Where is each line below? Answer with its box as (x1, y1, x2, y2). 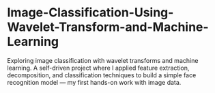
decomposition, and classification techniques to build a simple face (7, 70, 197, 79)
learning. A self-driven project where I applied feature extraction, (7, 64, 190, 72)
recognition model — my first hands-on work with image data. (7, 78, 182, 86)
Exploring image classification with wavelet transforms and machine (7, 56, 199, 64)
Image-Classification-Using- (7, 5, 174, 21)
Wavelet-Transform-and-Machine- (7, 19, 210, 35)
